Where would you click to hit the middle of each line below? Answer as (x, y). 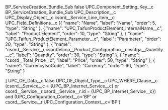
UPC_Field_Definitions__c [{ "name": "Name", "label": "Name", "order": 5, (81, 23)
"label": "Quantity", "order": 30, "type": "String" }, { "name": (78, 55)
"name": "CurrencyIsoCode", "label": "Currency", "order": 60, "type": (77, 66)
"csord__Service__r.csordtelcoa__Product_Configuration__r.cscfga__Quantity (84, 49)
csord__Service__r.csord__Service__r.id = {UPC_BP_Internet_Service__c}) (80, 91)
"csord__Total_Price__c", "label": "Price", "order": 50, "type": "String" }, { (80, 60)
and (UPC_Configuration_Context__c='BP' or (51, 97)
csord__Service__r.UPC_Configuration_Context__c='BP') (63, 102)
